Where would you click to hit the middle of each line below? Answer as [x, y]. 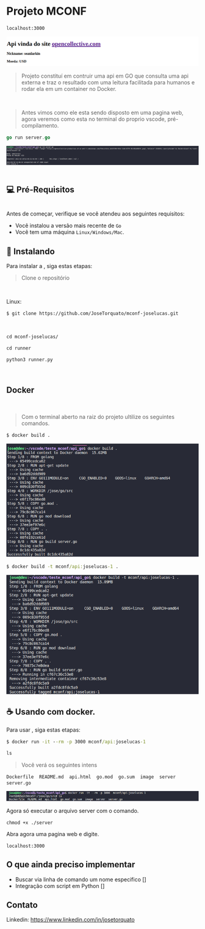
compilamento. [40, 125]
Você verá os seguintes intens [59, 765]
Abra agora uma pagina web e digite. [53, 834]
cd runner [19, 348]
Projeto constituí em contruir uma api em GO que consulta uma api [105, 76]
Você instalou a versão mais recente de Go [68, 226]
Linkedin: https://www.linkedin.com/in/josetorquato [71, 920]
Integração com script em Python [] [60, 886]
